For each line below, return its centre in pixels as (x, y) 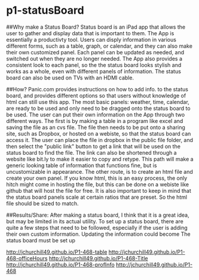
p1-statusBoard (45, 10)
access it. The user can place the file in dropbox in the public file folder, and (99, 140)
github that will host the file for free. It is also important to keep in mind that (99, 190)
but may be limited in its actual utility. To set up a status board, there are (95, 221)
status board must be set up (41, 240)
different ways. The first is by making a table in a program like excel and (95, 121)
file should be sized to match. (42, 203)
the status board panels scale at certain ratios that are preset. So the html (97, 197)
